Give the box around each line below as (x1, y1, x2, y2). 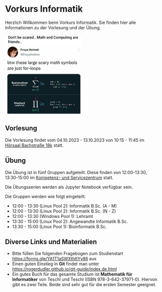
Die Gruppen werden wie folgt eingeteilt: (5, 194, 86, 199)
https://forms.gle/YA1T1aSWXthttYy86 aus (12, 256, 97, 262)
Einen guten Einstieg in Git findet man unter (12, 261, 99, 267)
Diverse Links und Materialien (5, 237, 97, 246)
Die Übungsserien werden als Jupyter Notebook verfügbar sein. (5, 184, 133, 190)
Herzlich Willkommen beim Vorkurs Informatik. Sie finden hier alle (5, 19, 136, 25)
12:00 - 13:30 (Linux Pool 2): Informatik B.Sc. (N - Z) (12, 208, 116, 214)
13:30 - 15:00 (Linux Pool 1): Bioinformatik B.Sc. (12, 223, 107, 230)
